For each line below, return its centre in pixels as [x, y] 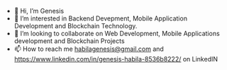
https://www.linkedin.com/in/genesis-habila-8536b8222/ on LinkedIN [116, 59]
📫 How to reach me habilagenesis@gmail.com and [89, 49]
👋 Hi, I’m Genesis [39, 11]
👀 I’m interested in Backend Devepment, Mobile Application [101, 18]
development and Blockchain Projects [70, 41]
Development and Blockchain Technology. [76, 26]
